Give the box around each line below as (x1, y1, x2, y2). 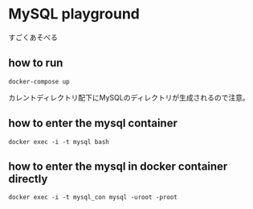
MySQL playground (8, 5, 141, 23)
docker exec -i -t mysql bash (8, 137, 110, 145)
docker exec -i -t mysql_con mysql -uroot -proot (8, 194, 178, 202)
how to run (8, 56, 63, 70)
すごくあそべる (8, 32, 58, 42)
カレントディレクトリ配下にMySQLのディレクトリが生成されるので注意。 (8, 92, 251, 102)
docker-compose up (8, 77, 70, 85)
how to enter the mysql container (8, 117, 178, 130)
